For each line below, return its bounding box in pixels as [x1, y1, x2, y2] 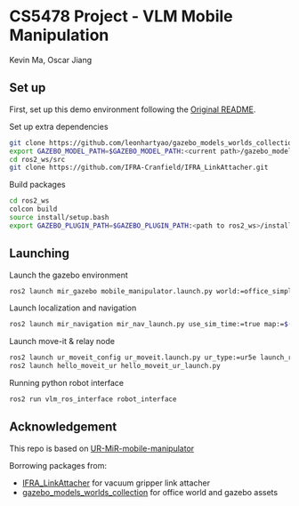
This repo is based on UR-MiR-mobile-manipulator [9, 443, 195, 454]
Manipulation [9, 25, 109, 45]
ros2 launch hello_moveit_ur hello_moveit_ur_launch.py [9, 362, 221, 371]
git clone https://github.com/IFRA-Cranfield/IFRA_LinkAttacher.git [9, 163, 269, 173]
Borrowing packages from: [9, 460, 107, 470]
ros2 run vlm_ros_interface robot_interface [9, 395, 177, 404]
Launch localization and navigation [9, 302, 137, 313]
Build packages [9, 180, 66, 190]
